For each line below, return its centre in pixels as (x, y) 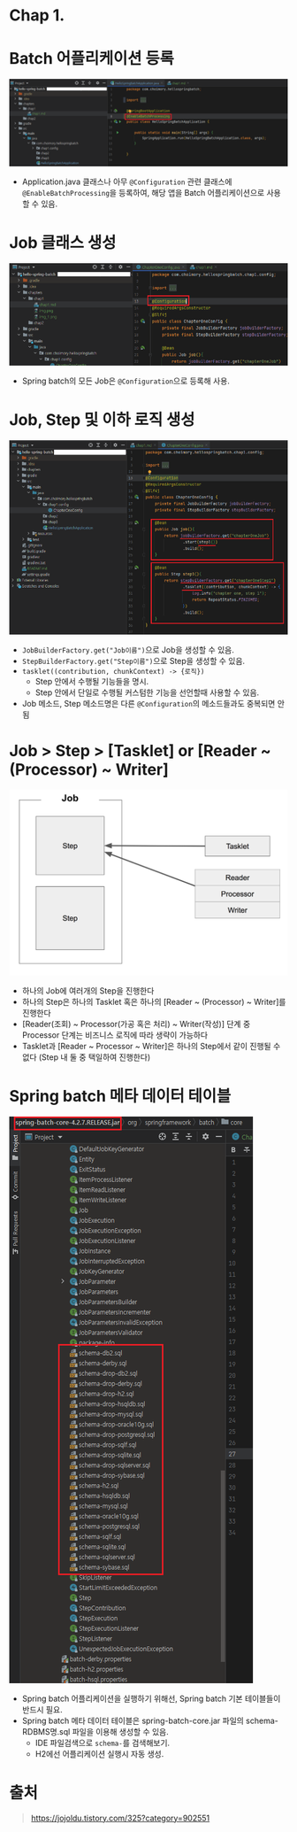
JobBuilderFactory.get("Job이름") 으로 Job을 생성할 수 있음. (128, 649)
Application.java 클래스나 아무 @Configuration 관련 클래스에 (127, 182)
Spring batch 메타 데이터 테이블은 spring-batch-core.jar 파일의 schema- (150, 1720)
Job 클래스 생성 (63, 242)
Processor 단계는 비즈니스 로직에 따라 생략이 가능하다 (115, 1035)
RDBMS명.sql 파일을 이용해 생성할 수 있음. (95, 1731)
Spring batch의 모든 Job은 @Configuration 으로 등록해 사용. (126, 381)
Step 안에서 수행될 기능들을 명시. (92, 681)
